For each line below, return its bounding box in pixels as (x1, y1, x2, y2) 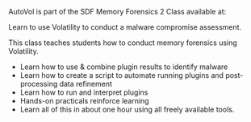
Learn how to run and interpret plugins (19, 87, 149, 97)
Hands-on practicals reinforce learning (19, 96, 149, 105)
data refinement (59, 79, 113, 88)
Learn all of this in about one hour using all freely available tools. (19, 104, 235, 114)
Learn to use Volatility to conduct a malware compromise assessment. (8, 22, 242, 31)
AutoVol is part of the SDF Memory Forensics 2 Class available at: (8, 7, 227, 16)
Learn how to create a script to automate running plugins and (19, 71, 224, 79)
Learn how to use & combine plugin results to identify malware (19, 62, 228, 71)
